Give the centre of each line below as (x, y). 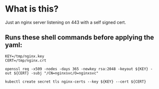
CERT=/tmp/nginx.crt (26, 60)
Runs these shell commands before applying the (79, 37)
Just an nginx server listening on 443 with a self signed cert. (65, 22)
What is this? (32, 9)
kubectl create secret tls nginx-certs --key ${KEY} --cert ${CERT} (76, 82)
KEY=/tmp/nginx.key (25, 56)
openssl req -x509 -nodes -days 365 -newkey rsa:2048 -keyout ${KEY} (77, 69)
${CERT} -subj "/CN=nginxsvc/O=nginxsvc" (56, 73)
